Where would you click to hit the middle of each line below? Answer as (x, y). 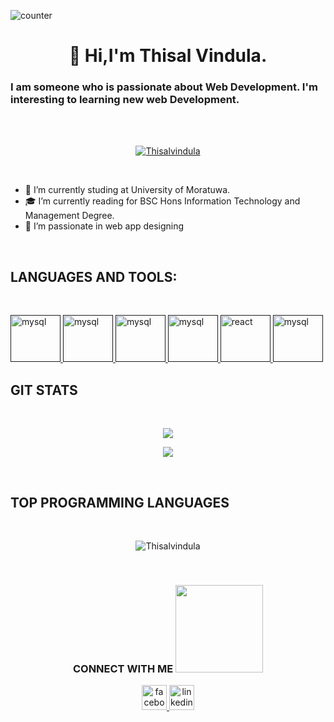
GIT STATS (44, 390)
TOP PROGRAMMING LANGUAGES (120, 502)
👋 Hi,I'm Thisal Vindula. (168, 56)
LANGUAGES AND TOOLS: (94, 276)
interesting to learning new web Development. (125, 100)
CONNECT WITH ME (123, 668)
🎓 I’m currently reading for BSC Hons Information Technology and (162, 201)
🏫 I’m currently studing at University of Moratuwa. (127, 190)
